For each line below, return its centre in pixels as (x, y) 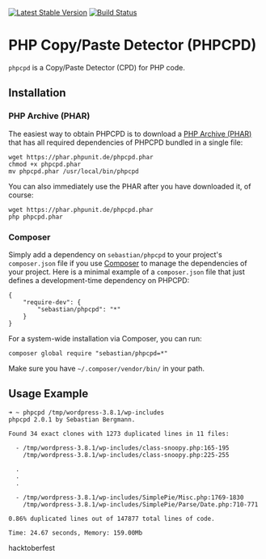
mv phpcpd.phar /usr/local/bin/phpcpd (74, 171)
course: (21, 195)
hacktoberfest (32, 548)
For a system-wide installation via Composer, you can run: (105, 338)
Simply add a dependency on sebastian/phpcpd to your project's (115, 254)
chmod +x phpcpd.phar (45, 164)
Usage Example (49, 394)
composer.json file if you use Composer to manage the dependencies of (128, 263)
